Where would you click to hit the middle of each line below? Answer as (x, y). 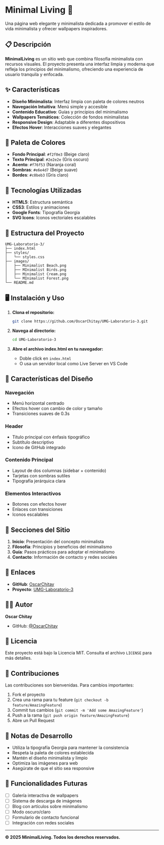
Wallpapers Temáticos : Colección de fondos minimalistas (71, 117)
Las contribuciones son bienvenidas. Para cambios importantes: (70, 685)
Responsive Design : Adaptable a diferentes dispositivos (69, 122)
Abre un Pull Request (33, 721)
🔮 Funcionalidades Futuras (46, 784)
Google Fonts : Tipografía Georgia (46, 213)
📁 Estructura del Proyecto (45, 233)
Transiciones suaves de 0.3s (41, 413)
